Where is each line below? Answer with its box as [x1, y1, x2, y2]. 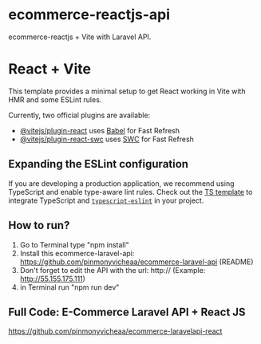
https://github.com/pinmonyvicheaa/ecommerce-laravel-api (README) [19, 257, 254, 267]
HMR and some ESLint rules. [8, 94, 102, 105]
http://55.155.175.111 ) [19, 274, 86, 283]
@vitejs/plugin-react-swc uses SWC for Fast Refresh [19, 134, 194, 144]
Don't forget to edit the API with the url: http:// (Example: [19, 265, 206, 275]
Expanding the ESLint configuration [8, 157, 189, 171]
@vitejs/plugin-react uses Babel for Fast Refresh [19, 125, 180, 135]
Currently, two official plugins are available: [8, 110, 151, 120]
